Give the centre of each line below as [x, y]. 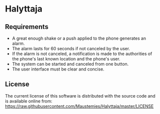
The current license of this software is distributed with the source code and [80, 96]
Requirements [27, 27]
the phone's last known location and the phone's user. [66, 59]
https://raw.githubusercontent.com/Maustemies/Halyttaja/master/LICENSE [79, 106]
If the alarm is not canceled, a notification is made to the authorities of [82, 54]
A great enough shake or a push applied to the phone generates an [79, 38]
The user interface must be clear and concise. [58, 69]
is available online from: [29, 101]
